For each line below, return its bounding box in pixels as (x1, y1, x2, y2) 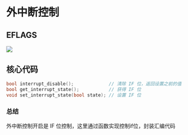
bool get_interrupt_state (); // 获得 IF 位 (6, 86, 142, 92)
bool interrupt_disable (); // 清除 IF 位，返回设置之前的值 (6, 81, 182, 87)
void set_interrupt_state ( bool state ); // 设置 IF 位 (6, 92, 142, 98)
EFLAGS (6, 30, 37, 40)
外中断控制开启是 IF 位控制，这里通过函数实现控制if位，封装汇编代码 (6, 122, 176, 130)
